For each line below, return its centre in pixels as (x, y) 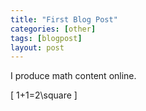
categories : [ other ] (53, 29)
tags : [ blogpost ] (46, 38)
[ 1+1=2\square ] (44, 95)
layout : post (37, 47)
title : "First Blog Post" (64, 19)
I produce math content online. (73, 76)
